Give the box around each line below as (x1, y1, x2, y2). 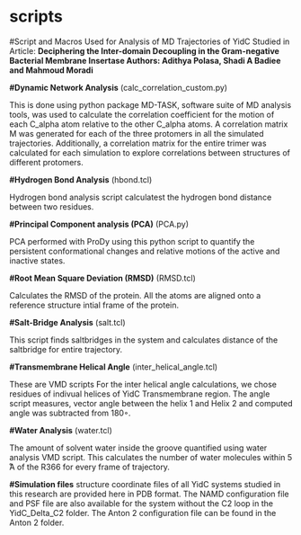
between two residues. (9, 201, 94, 212)
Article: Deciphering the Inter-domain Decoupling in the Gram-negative (9, 45, 280, 56)
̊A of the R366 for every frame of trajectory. (9, 461, 171, 472)
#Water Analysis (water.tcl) (9, 424, 112, 435)
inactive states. (9, 254, 66, 266)
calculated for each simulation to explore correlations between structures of (9, 147, 290, 158)
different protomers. (9, 156, 84, 167)
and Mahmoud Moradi (9, 65, 93, 76)
